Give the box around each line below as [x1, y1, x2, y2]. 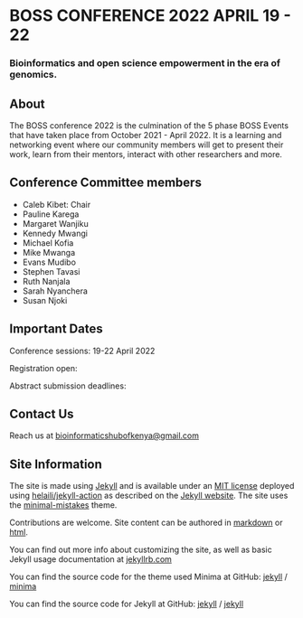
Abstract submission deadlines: [9, 380, 127, 391]
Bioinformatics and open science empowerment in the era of [9, 57, 280, 70]
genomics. [9, 69, 57, 81]
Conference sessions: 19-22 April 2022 [9, 345, 156, 356]
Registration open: [9, 362, 79, 373]
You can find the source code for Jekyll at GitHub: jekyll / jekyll [9, 598, 244, 610]
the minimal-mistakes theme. [9, 500, 118, 510]
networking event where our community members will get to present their [9, 139, 284, 150]
